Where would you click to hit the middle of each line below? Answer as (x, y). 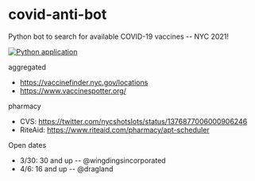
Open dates (27, 145)
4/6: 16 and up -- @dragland (66, 168)
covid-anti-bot (58, 15)
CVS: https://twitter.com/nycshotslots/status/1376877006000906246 (133, 121)
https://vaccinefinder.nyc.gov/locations (84, 82)
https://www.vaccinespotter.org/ (73, 90)
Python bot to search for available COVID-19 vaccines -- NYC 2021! (118, 36)
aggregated (27, 67)
